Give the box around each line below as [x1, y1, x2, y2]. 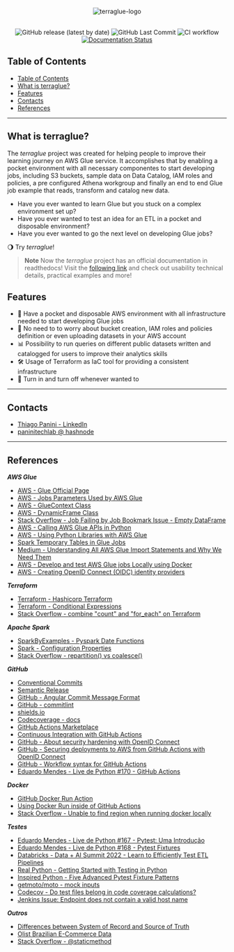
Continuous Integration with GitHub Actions [17, 730, 143, 739]
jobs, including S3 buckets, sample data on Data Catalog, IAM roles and [7, 171, 212, 180]
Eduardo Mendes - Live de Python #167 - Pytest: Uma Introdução [17, 836, 205, 845]
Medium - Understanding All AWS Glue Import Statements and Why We [17, 546, 222, 554]
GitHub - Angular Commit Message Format [17, 693, 141, 702]
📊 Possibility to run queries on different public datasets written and [17, 339, 211, 348]
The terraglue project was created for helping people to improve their [7, 149, 207, 158]
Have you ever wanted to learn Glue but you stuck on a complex [17, 199, 202, 208]
